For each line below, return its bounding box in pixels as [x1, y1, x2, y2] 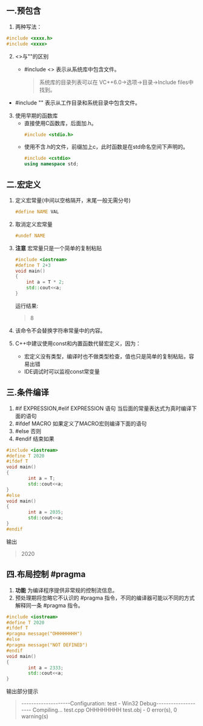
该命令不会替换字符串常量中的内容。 [15, 327, 106, 334]
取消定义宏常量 [15, 221, 53, 228]
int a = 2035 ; [28, 509, 64, 515]
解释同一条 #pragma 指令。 [15, 601, 84, 609]
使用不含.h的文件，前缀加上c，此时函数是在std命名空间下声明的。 [24, 143, 189, 151]
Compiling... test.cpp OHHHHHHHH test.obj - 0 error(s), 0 [32, 707, 178, 714]
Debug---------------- [139, 700, 196, 707]
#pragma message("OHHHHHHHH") [6, 631, 83, 637]
